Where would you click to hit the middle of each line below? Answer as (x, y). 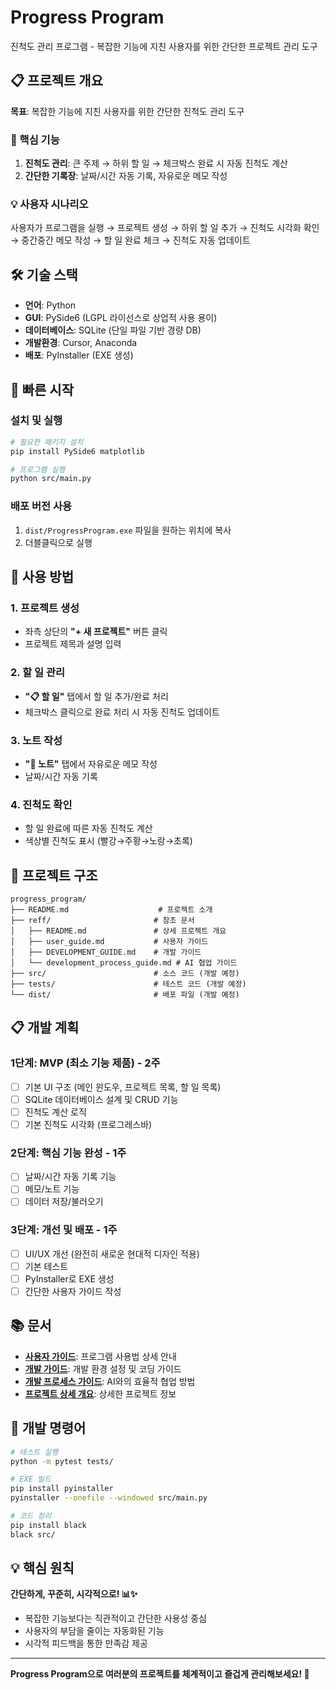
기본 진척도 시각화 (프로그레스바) (88, 1124)
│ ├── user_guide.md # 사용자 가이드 (109, 942)
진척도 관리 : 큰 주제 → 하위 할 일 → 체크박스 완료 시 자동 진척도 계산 (156, 163)
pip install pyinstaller (62, 1489)
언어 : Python (50, 305)
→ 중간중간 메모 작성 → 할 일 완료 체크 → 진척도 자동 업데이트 (130, 240)
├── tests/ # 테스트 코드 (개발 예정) (128, 984)
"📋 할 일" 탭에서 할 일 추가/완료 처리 (96, 696)
